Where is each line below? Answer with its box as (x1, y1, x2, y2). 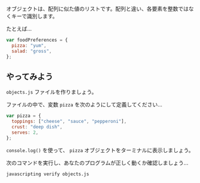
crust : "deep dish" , (11, 124, 63, 130)
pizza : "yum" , (11, 42, 47, 49)
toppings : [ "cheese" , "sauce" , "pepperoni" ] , (11, 118, 127, 125)
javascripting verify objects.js (6, 171, 90, 177)
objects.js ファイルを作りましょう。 (6, 89, 97, 96)
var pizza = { (6, 113, 42, 119)
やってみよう (6, 71, 53, 81)
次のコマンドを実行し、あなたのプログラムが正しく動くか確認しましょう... (6, 159, 189, 166)
